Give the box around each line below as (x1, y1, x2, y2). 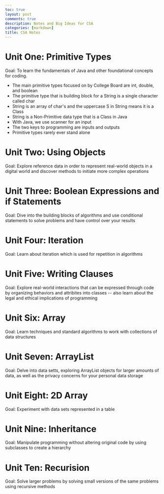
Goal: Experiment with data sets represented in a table (5, 406, 115, 412)
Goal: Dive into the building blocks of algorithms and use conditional (5, 212, 143, 218)
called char (12, 98, 35, 104)
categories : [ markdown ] (5, 26, 54, 31)
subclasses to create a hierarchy (5, 445, 71, 451)
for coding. (5, 72, 27, 79)
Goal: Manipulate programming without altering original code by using (5, 439, 146, 446)
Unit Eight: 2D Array (5, 390, 88, 401)
